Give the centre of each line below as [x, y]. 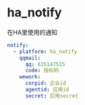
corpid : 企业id [46, 83]
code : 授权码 [42, 71]
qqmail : [30, 58]
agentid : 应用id [47, 90]
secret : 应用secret [51, 96]
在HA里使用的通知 [32, 32]
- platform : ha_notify [45, 51]
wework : [30, 77]
